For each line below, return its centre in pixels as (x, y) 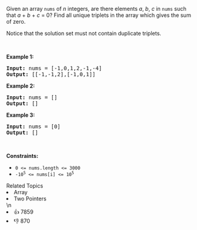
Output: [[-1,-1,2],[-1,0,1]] (51, 74)
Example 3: (21, 115)
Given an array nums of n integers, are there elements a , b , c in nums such (96, 9)
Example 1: (20, 57)
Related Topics (25, 186)
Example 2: (21, 86)
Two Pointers (30, 199)
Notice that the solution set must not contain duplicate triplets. (84, 33)
